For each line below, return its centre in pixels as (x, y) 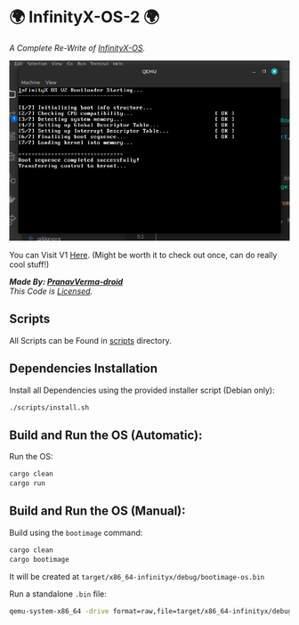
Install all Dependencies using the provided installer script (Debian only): (142, 390)
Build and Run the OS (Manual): (97, 511)
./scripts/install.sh (49, 407)
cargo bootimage (39, 559)
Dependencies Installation (84, 369)
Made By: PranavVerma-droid (66, 281)
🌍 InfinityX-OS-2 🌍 (85, 17)
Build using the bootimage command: (76, 532)
